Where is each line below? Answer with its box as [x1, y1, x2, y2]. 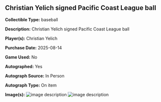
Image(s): [5, 91, 25, 97]
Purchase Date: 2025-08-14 [5, 44, 62, 50]
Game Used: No [5, 54, 37, 60]
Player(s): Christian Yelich [5, 35, 58, 41]
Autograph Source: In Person [5, 73, 64, 79]
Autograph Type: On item [5, 82, 57, 88]
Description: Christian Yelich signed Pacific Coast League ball [5, 26, 129, 32]
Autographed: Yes [5, 63, 43, 69]
